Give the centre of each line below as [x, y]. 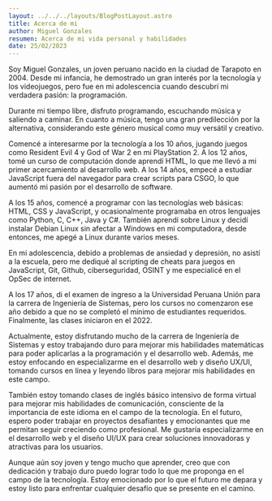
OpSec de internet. [40, 279]
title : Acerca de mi [43, 24]
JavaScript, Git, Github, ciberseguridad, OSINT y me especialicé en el [125, 270]
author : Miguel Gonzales [50, 31]
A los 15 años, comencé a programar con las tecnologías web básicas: [126, 203]
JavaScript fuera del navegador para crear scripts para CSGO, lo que [124, 179]
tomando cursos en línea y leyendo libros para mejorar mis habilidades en [132, 371]
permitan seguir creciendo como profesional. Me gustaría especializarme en [136, 430]
